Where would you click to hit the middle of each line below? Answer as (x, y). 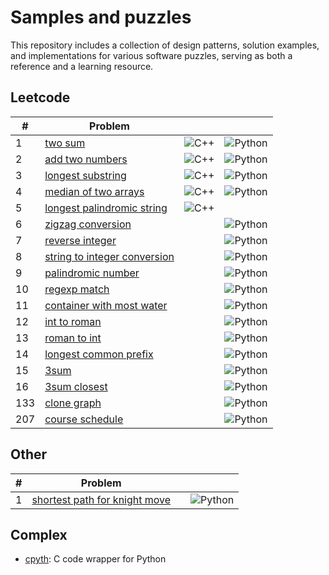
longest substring (85, 175)
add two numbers (86, 159)
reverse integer (80, 240)
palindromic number (92, 273)
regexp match (77, 289)
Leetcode (40, 97)
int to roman (73, 321)
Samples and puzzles (101, 17)
